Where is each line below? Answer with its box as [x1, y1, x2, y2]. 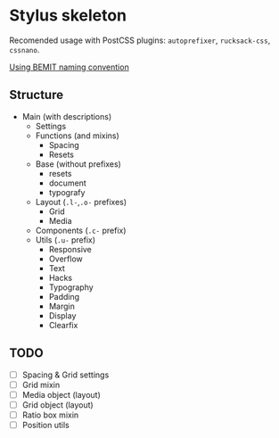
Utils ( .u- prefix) [35, 234, 96, 245]
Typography [48, 282, 94, 293]
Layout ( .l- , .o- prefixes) [35, 196, 127, 207]
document [48, 178, 86, 188]
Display [48, 310, 77, 321]
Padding [48, 291, 80, 302]
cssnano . [9, 44, 40, 54]
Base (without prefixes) [35, 158, 122, 169]
